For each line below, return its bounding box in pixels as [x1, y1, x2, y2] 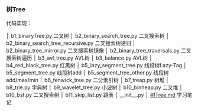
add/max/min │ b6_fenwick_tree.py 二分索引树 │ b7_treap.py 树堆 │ [6, 77, 170, 84]
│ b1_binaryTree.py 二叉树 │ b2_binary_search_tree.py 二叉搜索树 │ [6, 32, 170, 40]
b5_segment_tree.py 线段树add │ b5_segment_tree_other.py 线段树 [6, 69, 170, 76]
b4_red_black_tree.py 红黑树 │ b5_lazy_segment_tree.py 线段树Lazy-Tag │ [6, 62, 187, 69]
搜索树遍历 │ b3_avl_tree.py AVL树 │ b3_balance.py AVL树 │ [6, 54, 153, 61]
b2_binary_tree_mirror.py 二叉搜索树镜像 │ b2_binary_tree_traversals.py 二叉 [6, 47, 191, 54]
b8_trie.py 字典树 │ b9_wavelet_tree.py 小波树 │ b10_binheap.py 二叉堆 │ [6, 84, 183, 91]
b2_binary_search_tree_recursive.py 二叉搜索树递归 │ [6, 40, 136, 47]
